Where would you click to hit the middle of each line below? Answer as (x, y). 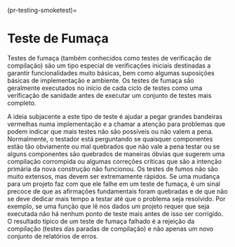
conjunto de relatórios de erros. (53, 236)
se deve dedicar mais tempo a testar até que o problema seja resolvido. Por (116, 198)
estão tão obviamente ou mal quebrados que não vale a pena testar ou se (114, 146)
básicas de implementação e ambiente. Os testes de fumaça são (101, 80)
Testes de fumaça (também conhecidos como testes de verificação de (109, 58)
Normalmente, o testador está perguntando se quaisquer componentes (110, 139)
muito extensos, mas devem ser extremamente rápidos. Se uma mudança (114, 176)
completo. (22, 103)
